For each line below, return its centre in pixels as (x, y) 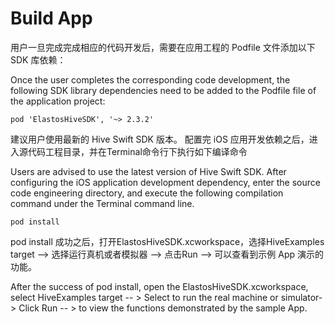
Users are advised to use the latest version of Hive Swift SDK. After (148, 171)
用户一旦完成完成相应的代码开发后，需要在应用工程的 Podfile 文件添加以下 (163, 47)
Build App (51, 18)
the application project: (58, 101)
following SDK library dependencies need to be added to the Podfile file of (163, 90)
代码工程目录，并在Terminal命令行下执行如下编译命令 (137, 151)
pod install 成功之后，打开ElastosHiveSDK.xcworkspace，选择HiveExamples (167, 241)
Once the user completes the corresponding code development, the (150, 79)
